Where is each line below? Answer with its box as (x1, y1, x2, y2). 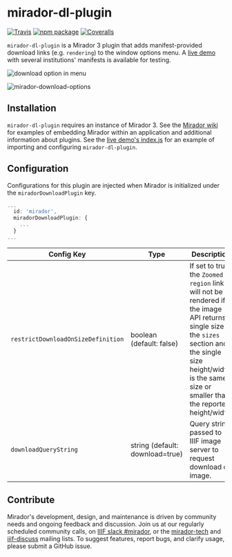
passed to (189, 427, 222, 437)
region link (189, 278, 224, 288)
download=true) (130, 449, 183, 458)
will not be (189, 286, 223, 296)
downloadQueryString (10, 445, 78, 453)
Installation (7, 102, 57, 115)
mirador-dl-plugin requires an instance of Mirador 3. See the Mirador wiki (7, 121, 219, 129)
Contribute (7, 494, 55, 506)
